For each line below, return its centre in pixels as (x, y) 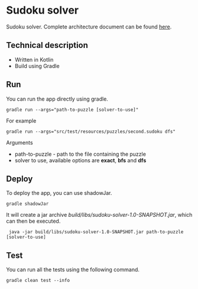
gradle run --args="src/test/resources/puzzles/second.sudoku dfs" (91, 131)
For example (21, 121)
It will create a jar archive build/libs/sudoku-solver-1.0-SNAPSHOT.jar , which (99, 215)
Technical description (47, 45)
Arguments (20, 142)
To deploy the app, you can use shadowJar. (59, 193)
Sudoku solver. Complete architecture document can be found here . (89, 27)
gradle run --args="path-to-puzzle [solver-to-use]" (72, 110)
